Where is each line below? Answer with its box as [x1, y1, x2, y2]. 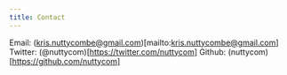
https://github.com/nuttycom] [12, 56, 121, 66]
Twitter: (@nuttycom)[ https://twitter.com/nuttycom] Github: [9, 46, 227, 57]
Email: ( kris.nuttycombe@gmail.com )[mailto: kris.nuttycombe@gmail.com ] [9, 37, 279, 48]
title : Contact [9, 12, 66, 22]
